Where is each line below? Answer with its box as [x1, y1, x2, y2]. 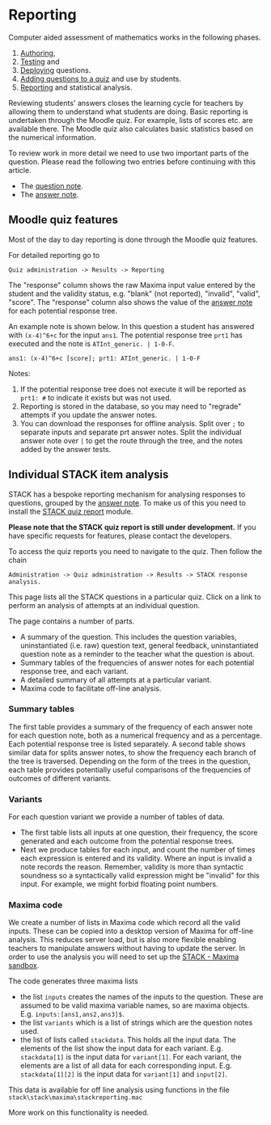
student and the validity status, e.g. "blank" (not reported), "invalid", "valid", [8, 289, 260, 298]
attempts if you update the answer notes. [19, 410, 158, 420]
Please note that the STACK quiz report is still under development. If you [8, 522, 256, 531]
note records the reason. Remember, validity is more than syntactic [19, 862, 244, 872]
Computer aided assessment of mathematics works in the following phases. [8, 32, 261, 42]
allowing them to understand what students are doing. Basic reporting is [8, 107, 248, 116]
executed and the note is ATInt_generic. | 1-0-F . [8, 338, 175, 349]
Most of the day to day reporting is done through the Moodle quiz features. [8, 235, 258, 244]
